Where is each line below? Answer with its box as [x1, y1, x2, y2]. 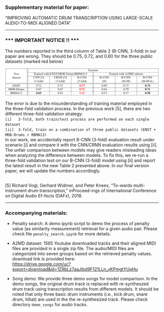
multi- [133, 182, 145, 188]
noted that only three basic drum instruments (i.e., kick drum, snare [12, 291, 148, 297]
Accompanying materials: [5, 209, 68, 216]
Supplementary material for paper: [5, 4, 89, 11]
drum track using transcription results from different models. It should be [12, 286, 159, 292]
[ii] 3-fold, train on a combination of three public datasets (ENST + [5, 127, 156, 132]
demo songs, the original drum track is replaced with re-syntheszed [12, 281, 149, 287]
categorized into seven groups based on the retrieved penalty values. [12, 251, 152, 256]
